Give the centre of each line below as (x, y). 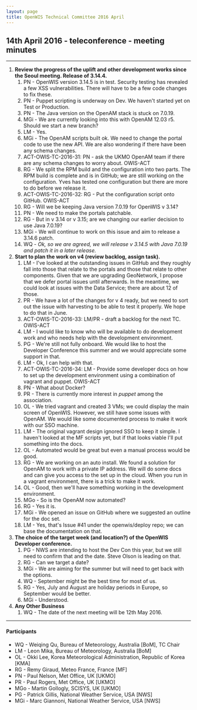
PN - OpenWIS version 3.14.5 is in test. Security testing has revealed (106, 82)
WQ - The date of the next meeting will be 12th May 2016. (93, 613)
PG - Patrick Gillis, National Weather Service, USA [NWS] (83, 694)
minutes (21, 50)
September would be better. (57, 594)
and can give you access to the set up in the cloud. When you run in (105, 475)
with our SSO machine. (51, 425)
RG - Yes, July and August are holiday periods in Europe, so (96, 587)
